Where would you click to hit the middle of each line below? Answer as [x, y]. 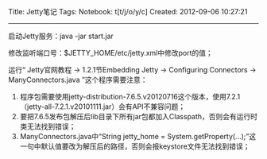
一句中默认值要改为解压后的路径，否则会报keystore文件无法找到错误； [135, 146]
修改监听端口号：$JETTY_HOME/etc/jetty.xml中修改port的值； [110, 53]
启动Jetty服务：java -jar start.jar [61, 36]
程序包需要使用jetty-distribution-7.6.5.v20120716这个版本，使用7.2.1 [130, 97]
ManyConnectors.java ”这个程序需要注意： [78, 79]
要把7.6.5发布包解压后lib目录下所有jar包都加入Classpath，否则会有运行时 [139, 116]
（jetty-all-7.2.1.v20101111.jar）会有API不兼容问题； [103, 107]
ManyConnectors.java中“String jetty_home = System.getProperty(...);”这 [138, 136]
